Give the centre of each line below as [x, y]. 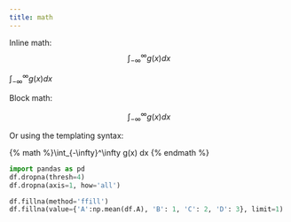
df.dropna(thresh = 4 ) [47, 177]
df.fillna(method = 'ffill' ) [59, 201]
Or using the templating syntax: [67, 135]
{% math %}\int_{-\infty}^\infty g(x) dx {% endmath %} [110, 152]
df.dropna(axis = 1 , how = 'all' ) [65, 185]
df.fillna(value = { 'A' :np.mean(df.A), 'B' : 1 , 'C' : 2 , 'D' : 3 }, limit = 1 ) [146, 210]
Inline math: [31, 42]
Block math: [31, 97]
